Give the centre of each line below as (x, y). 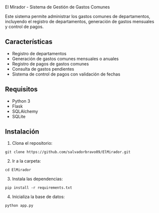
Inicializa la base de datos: (38, 197)
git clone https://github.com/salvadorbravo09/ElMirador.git (68, 152)
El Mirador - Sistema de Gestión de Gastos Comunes (58, 7)
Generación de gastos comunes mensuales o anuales (65, 59)
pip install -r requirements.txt (39, 188)
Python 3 (21, 101)
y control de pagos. (24, 27)
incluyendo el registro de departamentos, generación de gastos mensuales (80, 22)
